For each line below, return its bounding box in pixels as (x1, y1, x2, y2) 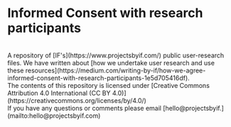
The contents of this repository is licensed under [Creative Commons (7, 81, 210, 89)
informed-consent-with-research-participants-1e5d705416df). (7, 73, 190, 82)
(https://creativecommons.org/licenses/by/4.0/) (7, 96, 147, 104)
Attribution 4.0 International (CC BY (7, 89, 112, 97)
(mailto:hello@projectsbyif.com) (7, 111, 101, 120)
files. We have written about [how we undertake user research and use (7, 58, 215, 67)
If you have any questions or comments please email (7, 104, 162, 112)
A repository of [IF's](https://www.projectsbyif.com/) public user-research (7, 51, 225, 60)
